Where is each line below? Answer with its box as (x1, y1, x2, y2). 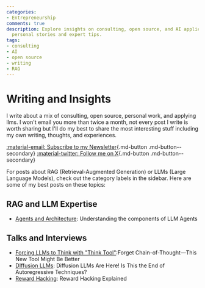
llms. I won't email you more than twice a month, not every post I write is (6, 118, 189, 126)
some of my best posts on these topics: (6, 181, 106, 189)
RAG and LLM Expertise (6, 199, 98, 209)
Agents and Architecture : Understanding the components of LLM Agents (15, 215, 198, 223)
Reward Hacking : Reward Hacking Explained (15, 275, 127, 282)
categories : (6, 9, 37, 15)
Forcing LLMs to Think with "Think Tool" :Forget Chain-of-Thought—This (15, 248, 197, 256)
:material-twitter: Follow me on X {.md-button (36, 150, 149, 157)
